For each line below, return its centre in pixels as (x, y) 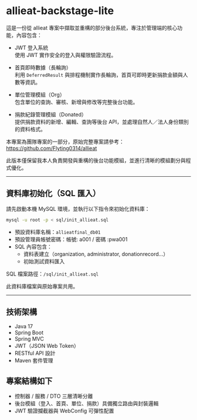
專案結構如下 (29, 381)
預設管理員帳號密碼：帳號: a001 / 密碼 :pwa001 (71, 239)
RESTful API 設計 (35, 353)
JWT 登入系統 (31, 48)
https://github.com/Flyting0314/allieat (52, 148)
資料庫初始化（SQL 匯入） (53, 194)
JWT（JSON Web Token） (47, 346)
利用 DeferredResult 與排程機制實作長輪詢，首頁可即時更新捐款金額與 (98, 75)
